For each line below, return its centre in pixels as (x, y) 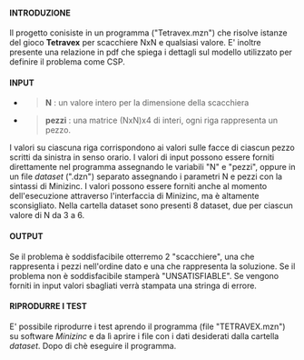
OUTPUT (26, 236)
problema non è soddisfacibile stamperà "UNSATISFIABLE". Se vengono (144, 275)
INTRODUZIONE (40, 13)
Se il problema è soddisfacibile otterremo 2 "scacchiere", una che (132, 256)
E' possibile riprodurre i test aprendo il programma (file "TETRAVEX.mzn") (147, 326)
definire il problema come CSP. (67, 62)
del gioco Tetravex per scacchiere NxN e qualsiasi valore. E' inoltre (135, 43)
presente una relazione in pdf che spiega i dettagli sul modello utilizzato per (151, 52)
